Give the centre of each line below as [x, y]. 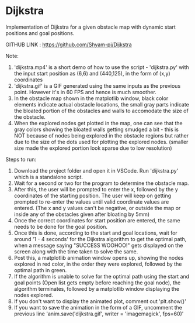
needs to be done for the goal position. [61, 226]
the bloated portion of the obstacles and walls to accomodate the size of [101, 111]
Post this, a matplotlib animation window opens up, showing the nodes [99, 257]
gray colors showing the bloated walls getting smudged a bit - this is [96, 129]
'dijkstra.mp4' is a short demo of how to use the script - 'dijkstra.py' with [101, 67]
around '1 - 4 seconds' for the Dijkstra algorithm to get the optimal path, [100, 239]
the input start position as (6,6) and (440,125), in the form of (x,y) [92, 73]
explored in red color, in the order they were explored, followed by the [98, 264]
